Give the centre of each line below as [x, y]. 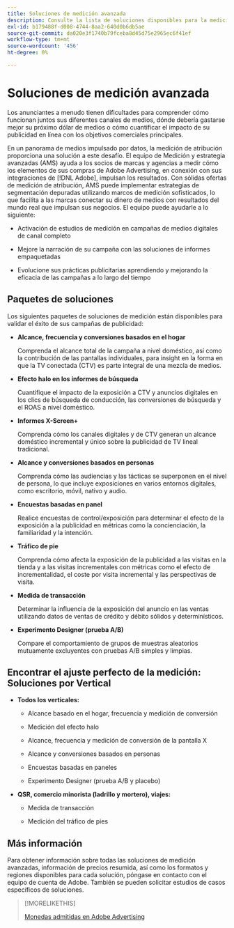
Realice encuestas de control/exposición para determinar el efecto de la [120, 518]
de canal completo [44, 235]
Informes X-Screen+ [48, 420]
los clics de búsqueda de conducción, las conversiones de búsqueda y [119, 400]
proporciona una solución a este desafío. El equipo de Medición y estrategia [116, 155]
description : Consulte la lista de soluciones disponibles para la [107, 20]
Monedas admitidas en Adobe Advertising [84, 917]
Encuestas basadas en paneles [72, 768]
